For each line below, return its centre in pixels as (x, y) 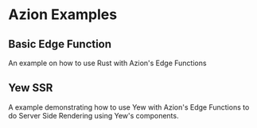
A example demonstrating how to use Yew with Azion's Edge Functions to (129, 107)
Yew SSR (31, 88)
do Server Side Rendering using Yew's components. (93, 115)
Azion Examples (63, 15)
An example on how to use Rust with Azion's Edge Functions (107, 63)
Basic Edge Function (60, 44)
